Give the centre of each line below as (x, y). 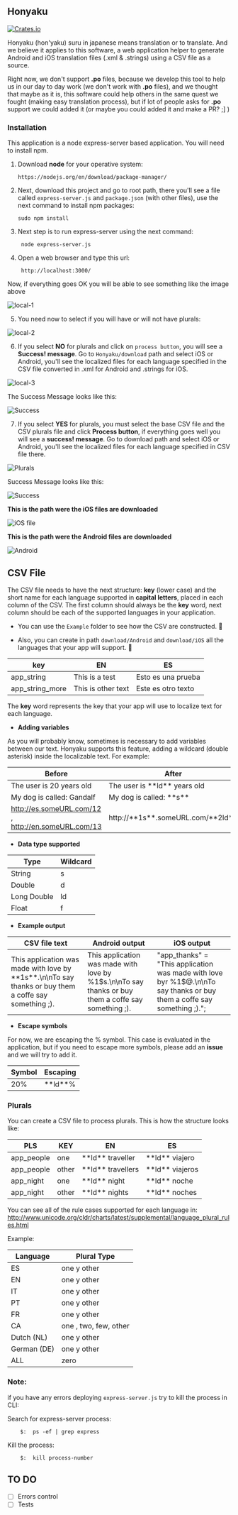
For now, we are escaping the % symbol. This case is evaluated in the (109, 1040)
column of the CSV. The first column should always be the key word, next (114, 605)
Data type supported (49, 844)
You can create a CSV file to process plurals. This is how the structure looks (118, 1121)
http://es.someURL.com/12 (56, 808)
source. (18, 65)
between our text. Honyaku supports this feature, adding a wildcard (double (118, 749)
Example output (41, 925)
